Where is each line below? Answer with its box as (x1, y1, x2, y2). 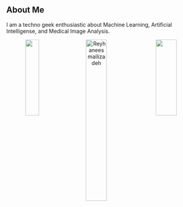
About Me (6, 5, 44, 15)
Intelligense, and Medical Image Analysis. (6, 27, 110, 35)
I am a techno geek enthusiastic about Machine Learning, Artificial (6, 21, 172, 28)
